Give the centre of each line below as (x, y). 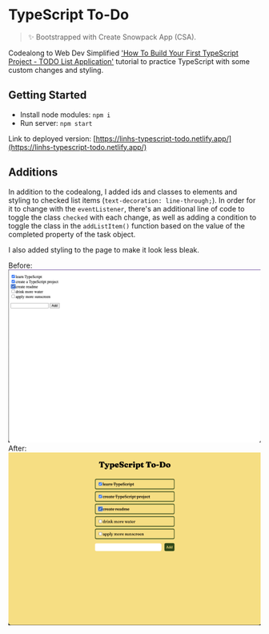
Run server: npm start (56, 123)
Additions (33, 173)
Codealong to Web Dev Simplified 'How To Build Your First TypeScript (123, 53)
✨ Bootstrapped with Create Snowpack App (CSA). (112, 37)
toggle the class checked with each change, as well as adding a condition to (132, 217)
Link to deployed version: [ (52, 139)
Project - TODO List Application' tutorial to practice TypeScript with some (129, 61)
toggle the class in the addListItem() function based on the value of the (127, 225)
